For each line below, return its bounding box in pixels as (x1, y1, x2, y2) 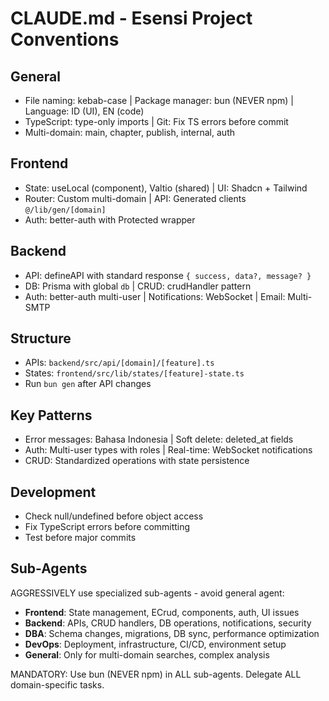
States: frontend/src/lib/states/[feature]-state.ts (24, 367, 245, 379)
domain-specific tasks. (10, 678, 105, 691)
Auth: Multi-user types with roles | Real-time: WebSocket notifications (24, 444, 313, 456)
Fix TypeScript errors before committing (24, 521, 191, 533)
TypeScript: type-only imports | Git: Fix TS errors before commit (24, 116, 289, 127)
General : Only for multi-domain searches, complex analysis (24, 648, 270, 661)
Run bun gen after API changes (24, 378, 152, 390)
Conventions (10, 28, 120, 51)
